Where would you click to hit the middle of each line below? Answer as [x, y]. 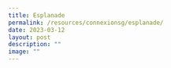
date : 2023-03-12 [37, 30]
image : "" [24, 52]
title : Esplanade [37, 15]
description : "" [35, 45]
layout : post [30, 37]
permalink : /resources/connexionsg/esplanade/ [86, 23]
